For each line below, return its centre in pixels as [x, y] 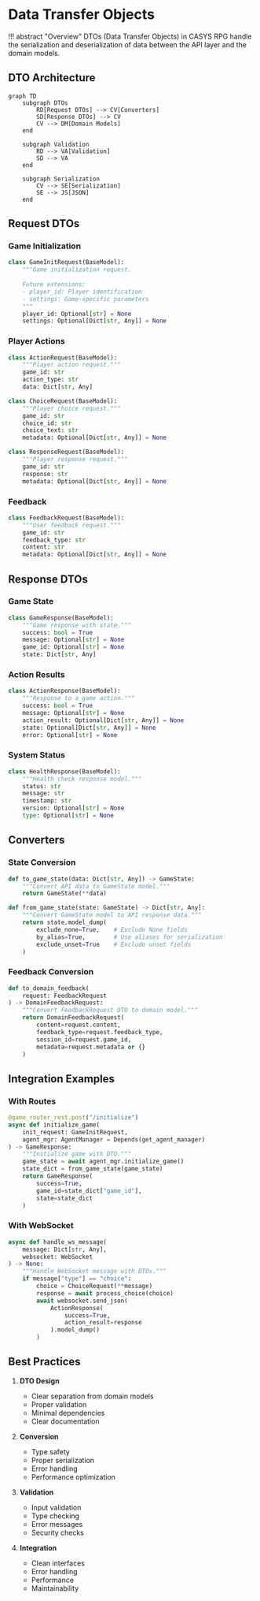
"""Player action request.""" [72, 365]
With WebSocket [41, 1226]
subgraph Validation [56, 144]
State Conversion [42, 862]
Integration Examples [62, 1079]
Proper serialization [63, 1460]
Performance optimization [73, 1476]
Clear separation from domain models [93, 1396]
